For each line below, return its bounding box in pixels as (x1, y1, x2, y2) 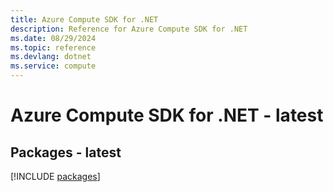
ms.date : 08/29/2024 (10, 33, 97, 43)
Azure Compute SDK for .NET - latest (10, 104, 324, 127)
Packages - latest (10, 144, 122, 161)
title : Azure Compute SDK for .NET (10, 14, 159, 25)
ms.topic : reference (10, 42, 97, 53)
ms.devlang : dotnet (10, 52, 92, 62)
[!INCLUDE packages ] (10, 171, 101, 182)
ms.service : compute (10, 61, 97, 71)
